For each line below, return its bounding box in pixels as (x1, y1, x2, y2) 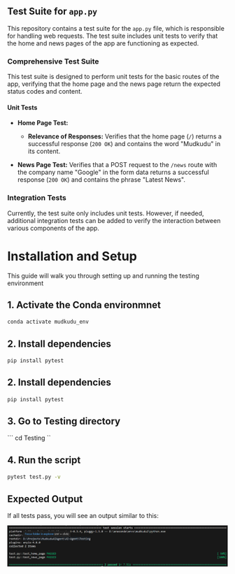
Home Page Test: (17, 119, 69, 127)
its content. (27, 147, 61, 156)
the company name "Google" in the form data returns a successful (17, 168, 210, 177)
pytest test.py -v (7, 473, 61, 481)
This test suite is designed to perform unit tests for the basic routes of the (7, 73, 220, 81)
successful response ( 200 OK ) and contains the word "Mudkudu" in (27, 140, 221, 148)
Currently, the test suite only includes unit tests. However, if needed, (7, 209, 204, 217)
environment (7, 279, 44, 287)
